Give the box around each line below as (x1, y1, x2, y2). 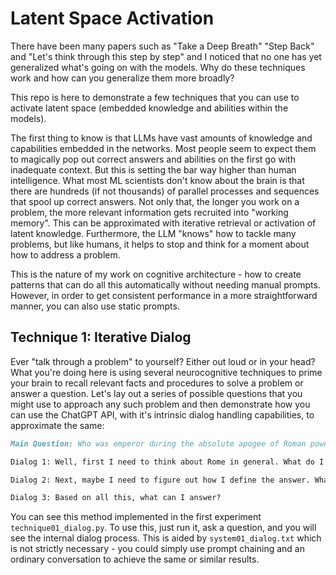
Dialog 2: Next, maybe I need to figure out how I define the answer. (10, 475, 311, 485)
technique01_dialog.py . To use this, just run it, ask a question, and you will (10, 522, 317, 534)
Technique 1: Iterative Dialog (10, 329, 192, 346)
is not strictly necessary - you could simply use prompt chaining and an (10, 543, 305, 555)
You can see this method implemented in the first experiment (10, 511, 262, 523)
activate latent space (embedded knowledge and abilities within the (10, 102, 289, 114)
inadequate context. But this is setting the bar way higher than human (10, 163, 297, 176)
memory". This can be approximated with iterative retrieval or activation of (10, 217, 317, 229)
